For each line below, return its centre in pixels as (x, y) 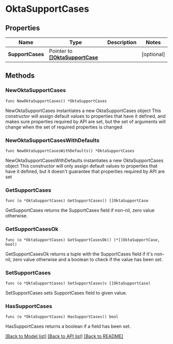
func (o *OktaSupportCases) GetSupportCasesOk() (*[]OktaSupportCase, (83, 240)
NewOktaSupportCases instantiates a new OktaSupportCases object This (83, 111)
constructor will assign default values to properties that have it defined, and (85, 116)
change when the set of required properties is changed (64, 127)
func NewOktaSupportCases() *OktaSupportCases (56, 101)
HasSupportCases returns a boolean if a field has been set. (68, 327)
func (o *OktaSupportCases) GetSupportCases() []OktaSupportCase (77, 201)
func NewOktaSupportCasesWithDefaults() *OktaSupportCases (70, 151)
